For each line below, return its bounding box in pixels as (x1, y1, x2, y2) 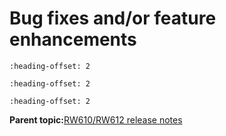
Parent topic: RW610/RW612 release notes (9, 113, 183, 126)
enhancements (9, 28, 137, 51)
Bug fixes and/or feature (9, 7, 217, 30)
